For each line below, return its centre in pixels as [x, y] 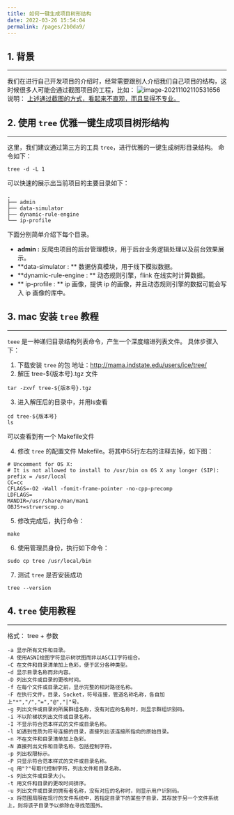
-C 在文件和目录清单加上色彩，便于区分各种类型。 [69, 665]
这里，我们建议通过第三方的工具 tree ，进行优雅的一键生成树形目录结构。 [112, 147]
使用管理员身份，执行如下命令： [63, 548]
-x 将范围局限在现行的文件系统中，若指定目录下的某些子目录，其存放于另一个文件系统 [113, 798]
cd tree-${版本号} [32, 416]
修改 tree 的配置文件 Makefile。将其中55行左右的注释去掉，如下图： [115, 451]
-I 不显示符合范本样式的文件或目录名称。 [58, 724]
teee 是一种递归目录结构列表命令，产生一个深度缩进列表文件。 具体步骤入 [113, 341]
